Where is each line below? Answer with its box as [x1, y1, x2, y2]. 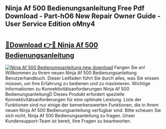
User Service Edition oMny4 [5, 20, 95, 28]
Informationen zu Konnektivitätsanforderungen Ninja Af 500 [5, 86, 130, 92]
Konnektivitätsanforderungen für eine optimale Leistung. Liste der [5, 97, 142, 102]
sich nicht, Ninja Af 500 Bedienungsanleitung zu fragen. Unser [5, 113, 135, 118]
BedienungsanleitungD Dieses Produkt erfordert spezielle [5, 91, 125, 97]
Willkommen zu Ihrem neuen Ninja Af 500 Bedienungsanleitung [5, 70, 137, 76]
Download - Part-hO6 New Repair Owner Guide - [5, 12, 161, 21]
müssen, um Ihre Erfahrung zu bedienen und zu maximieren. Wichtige [5, 81, 150, 86]
